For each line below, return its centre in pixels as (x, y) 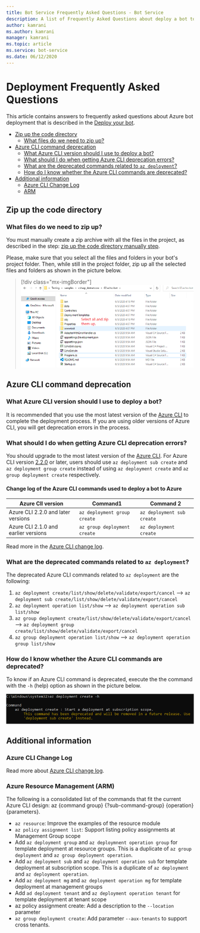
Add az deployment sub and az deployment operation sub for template (101, 861)
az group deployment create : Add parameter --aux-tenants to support (101, 919)
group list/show (35, 644)
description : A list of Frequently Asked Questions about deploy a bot (97, 19)
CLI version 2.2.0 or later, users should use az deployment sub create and (97, 462)
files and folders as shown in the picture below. (64, 270)
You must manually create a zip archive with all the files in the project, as (95, 240)
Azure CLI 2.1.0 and (33, 527)
